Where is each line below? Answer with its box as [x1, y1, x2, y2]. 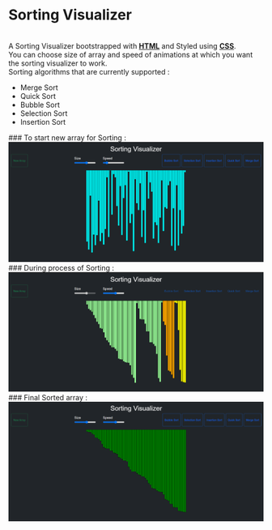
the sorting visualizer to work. [8, 58, 108, 68]
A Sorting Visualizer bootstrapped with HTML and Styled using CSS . [8, 41, 236, 50]
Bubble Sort [19, 100, 61, 109]
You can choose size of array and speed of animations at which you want [8, 49, 253, 59]
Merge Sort [19, 83, 58, 92]
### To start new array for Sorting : [8, 132, 127, 143]
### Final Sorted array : [8, 393, 87, 403]
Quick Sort [19, 91, 57, 100]
